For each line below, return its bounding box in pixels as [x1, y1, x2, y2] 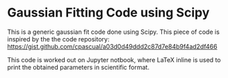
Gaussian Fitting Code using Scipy [7, 5, 210, 21]
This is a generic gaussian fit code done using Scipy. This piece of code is [7, 28, 220, 36]
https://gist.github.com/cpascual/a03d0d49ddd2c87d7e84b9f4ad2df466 [7, 42, 218, 50]
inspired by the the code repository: [7, 35, 110, 43]
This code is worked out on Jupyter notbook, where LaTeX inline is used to [7, 55, 221, 64]
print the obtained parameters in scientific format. [7, 63, 149, 71]
